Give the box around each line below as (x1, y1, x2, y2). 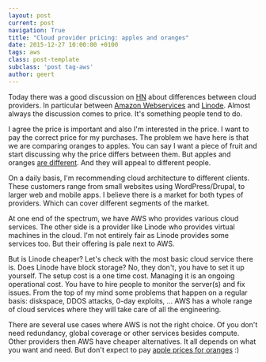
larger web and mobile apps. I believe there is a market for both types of (8, 190, 244, 199)
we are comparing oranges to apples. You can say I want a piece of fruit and (8, 141, 257, 150)
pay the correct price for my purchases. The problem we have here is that (8, 132, 249, 142)
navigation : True (8, 26, 66, 34)
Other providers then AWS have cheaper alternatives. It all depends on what (8, 337, 256, 346)
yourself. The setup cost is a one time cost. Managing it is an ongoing (8, 270, 235, 281)
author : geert (8, 70, 55, 78)
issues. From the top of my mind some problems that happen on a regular (8, 288, 248, 297)
